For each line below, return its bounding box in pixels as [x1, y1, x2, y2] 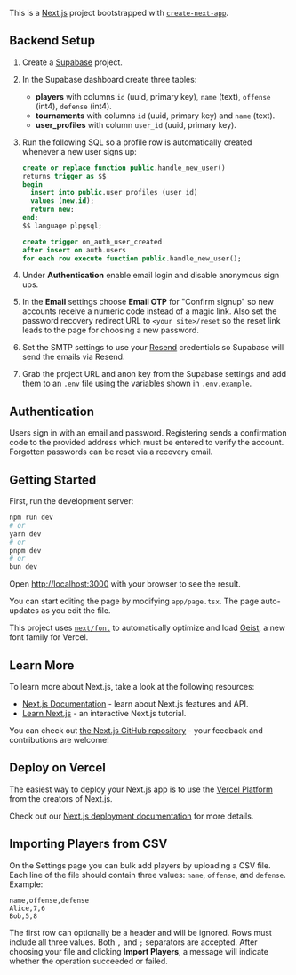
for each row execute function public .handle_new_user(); [21, 253, 242, 263]
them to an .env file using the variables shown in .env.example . [21, 378, 252, 389]
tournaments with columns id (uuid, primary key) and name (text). [35, 110, 276, 121]
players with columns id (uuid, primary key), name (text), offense [35, 91, 271, 101]
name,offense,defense [9, 896, 90, 905]
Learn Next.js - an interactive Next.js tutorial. [21, 708, 187, 718]
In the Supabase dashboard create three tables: [21, 74, 197, 84]
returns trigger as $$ [21, 172, 107, 180]
